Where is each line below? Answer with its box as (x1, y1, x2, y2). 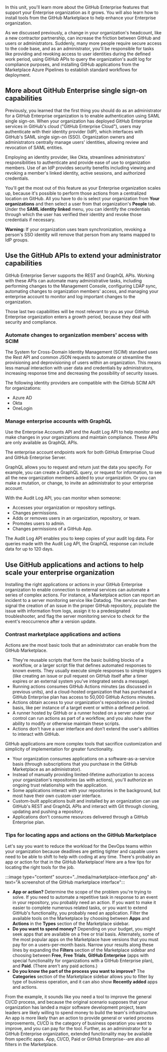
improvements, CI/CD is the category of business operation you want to (5, 1020, 152, 1026)
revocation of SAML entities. (5, 144, 64, 150)
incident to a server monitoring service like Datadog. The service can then (5, 597, 157, 603)
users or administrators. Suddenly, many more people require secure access (5, 40, 162, 46)
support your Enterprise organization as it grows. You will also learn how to (5, 9, 159, 15)
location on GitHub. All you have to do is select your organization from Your (5, 195, 160, 201)
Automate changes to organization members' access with (5, 331, 148, 338)
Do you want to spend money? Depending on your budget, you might (12, 926, 156, 932)
